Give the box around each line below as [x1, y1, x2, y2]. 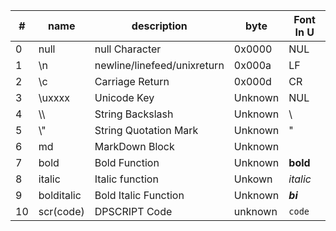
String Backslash [94, 107, 174, 121]
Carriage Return [94, 75, 170, 88]
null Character [94, 42, 162, 56]
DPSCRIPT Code [94, 205, 173, 218]
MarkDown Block [94, 140, 175, 153]
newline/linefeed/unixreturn [94, 59, 225, 72]
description [131, 19, 188, 33]
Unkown [233, 172, 273, 186]
